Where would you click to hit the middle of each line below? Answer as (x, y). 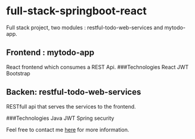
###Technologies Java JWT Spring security (60, 118)
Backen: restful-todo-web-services (74, 92)
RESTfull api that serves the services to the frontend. (71, 106)
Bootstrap (18, 73)
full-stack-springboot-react (77, 11)
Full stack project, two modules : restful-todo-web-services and (85, 27)
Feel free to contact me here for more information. (68, 129)
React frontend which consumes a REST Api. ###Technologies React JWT (97, 67)
